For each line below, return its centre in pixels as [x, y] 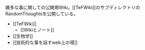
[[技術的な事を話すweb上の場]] [45, 42]
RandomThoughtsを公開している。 [42, 14]
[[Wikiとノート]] [37, 30]
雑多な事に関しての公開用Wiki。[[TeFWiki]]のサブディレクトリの [73, 7]
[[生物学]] [23, 36]
